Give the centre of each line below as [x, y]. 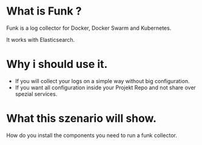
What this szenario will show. [81, 119]
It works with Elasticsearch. [41, 39]
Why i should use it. [57, 64]
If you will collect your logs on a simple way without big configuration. [102, 81]
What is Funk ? [44, 11]
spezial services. [36, 94]
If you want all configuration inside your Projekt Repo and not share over [105, 87]
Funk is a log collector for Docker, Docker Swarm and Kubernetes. [89, 28]
